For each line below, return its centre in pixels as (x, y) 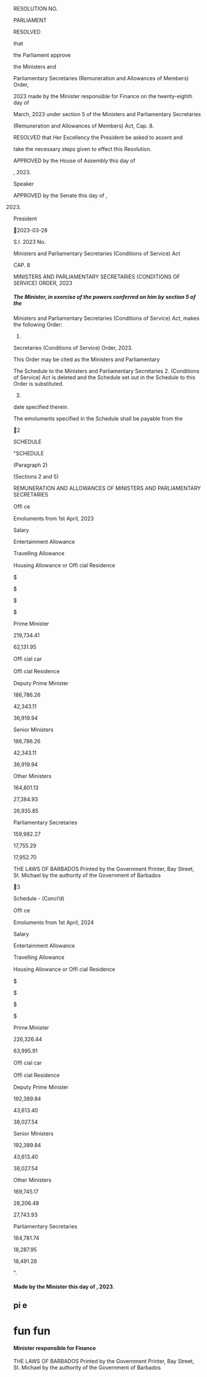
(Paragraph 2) (31, 465)
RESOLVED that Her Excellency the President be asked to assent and (98, 137)
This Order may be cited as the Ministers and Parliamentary (87, 359)
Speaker (24, 184)
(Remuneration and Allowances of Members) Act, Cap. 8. (84, 126)
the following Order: (38, 324)
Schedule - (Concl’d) (39, 898)
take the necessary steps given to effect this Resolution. (83, 149)
